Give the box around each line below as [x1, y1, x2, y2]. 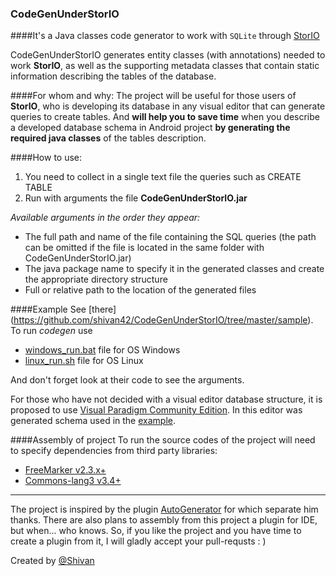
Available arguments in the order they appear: [10, 212, 201, 224]
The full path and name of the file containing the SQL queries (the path [24, 231, 317, 243]
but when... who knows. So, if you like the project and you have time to [10, 525, 302, 537]
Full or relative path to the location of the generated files [24, 284, 257, 296]
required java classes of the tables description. [10, 132, 207, 144]
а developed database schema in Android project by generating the [10, 122, 291, 134]
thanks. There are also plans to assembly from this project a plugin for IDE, [10, 514, 318, 526]
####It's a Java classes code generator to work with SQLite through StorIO [10, 30, 320, 42]
